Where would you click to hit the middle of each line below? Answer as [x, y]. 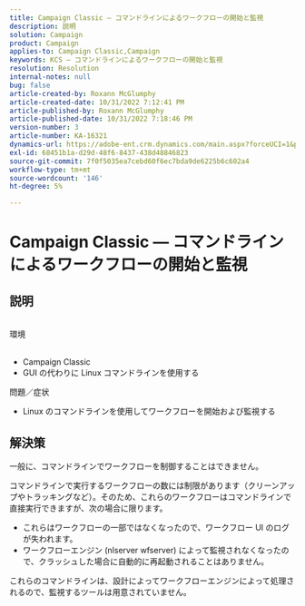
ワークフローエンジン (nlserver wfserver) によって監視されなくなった [152, 550]
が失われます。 [50, 538]
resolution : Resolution [54, 69]
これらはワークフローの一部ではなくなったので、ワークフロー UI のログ [156, 527]
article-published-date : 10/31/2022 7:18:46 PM [101, 119]
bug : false [30, 85]
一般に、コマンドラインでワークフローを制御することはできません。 [137, 466]
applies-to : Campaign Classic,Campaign [85, 52]
